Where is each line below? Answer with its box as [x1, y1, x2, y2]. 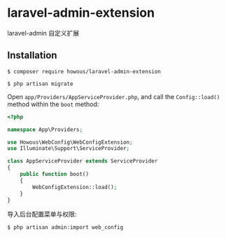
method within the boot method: [7, 100, 99, 108]
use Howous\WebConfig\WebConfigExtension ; [7, 138, 133, 146]
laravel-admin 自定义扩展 [7, 29, 80, 37]
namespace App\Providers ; [7, 126, 83, 133]
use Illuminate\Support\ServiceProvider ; [7, 145, 130, 152]
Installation [7, 50, 57, 61]
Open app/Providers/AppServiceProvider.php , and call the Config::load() [7, 92, 220, 101]
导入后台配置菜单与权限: [7, 210, 77, 218]
